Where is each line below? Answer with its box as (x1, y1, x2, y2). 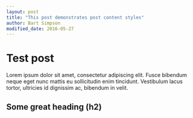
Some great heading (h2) (6, 102, 102, 112)
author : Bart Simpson (6, 20, 61, 26)
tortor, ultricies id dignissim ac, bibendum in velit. (6, 84, 128, 92)
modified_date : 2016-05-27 (6, 25, 74, 32)
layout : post (6, 8, 39, 15)
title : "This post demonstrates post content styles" (6, 14, 145, 20)
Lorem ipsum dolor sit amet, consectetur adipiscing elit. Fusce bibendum (6, 72, 188, 79)
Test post (6, 52, 54, 65)
